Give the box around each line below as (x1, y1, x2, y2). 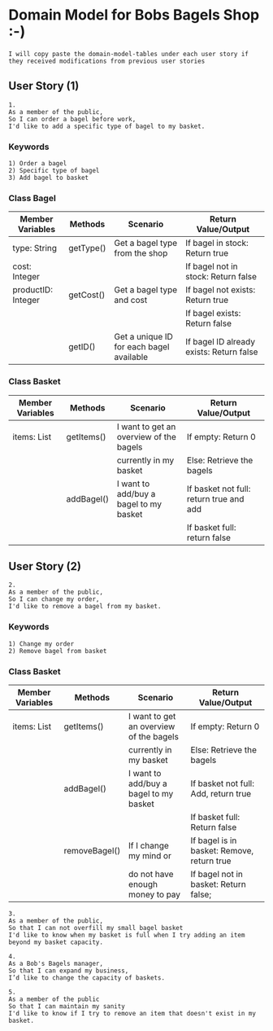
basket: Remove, (190, 845, 254, 857)
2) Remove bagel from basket (8, 647, 107, 655)
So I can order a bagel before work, (8, 115, 136, 123)
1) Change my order (8, 639, 75, 648)
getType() (68, 243, 107, 254)
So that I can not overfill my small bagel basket (8, 924, 184, 932)
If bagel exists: (185, 308, 241, 319)
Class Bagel (8, 192, 57, 204)
